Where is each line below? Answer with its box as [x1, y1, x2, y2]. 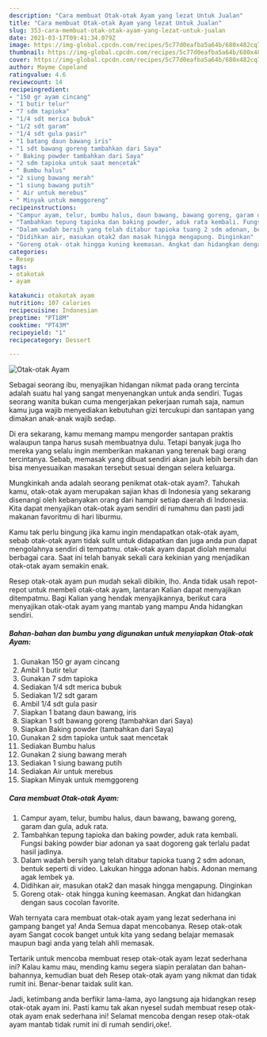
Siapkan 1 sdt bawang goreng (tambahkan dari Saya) [20, 716, 193, 726]
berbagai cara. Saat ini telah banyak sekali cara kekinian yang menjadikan [9, 553, 250, 562]
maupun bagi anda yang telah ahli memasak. [9, 939, 155, 948]
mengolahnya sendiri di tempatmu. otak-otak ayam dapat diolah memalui [9, 545, 247, 554]
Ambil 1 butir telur [20, 665, 78, 675]
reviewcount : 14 [9, 78, 63, 86]
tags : [9, 263, 27, 271]
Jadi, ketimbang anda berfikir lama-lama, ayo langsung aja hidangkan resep [9, 994, 257, 1004]
